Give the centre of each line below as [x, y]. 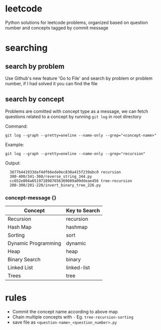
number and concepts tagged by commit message [57, 27]
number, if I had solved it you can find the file [51, 83]
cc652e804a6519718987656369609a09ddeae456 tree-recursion [71, 181]
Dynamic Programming [34, 243]
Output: [13, 163]
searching [27, 48]
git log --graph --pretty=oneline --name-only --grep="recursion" [75, 154]
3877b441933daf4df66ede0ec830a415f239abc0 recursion [65, 172]
